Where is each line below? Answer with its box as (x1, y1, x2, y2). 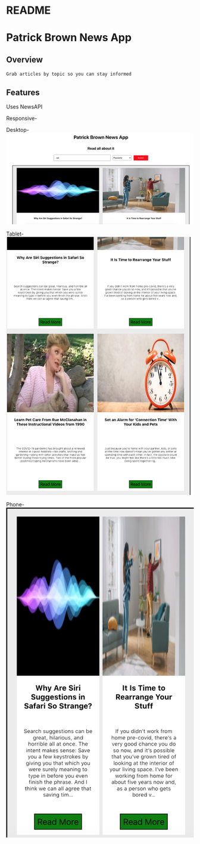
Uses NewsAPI (6, 103, 43, 110)
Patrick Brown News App (6, 31, 132, 45)
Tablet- (6, 230, 24, 237)
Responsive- (6, 115, 37, 122)
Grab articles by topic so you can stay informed (6, 71, 132, 78)
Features (6, 87, 40, 97)
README (6, 4, 51, 17)
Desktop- (6, 126, 30, 133)
